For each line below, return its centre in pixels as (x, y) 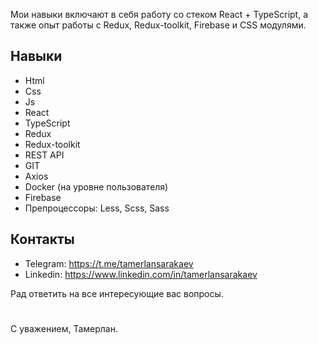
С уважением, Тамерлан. (64, 328)
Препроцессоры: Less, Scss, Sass (97, 208)
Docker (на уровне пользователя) (96, 186)
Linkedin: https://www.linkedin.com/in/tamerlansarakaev (141, 274)
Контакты (42, 239)
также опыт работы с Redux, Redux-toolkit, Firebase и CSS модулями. (158, 25)
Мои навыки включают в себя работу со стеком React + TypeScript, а (159, 14)
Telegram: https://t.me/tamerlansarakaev (109, 263)
